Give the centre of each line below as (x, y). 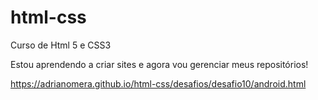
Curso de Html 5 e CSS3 (61, 45)
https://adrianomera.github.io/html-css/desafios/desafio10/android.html (158, 83)
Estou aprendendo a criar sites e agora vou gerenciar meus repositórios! (159, 64)
